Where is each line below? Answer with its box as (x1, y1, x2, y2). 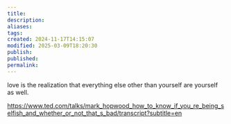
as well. (7, 88, 29, 96)
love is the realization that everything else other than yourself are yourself (7, 80, 219, 89)
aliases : (7, 23, 33, 30)
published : (7, 55, 39, 62)
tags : (7, 29, 23, 37)
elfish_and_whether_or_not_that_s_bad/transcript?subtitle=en (7, 109, 182, 117)
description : (7, 17, 45, 24)
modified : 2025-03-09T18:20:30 (7, 42, 98, 49)
